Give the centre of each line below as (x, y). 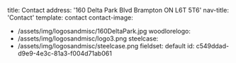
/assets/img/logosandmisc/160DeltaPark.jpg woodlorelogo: (104, 31)
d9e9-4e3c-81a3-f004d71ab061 (64, 53)
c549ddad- (212, 46)
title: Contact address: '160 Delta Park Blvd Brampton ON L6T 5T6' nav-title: (118, 10)
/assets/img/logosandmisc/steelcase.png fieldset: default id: (106, 46)
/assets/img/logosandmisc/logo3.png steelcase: (88, 38)
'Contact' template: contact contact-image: (70, 17)
